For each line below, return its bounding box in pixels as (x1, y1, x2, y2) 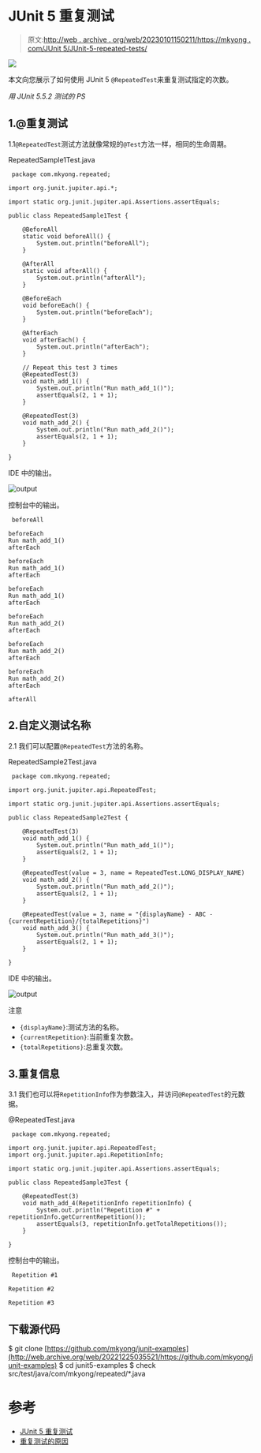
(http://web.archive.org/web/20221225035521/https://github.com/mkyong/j (8, 1352, 254, 1361)
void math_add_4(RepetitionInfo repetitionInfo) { (22, 1200, 192, 1208)
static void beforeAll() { (22, 232, 111, 241)
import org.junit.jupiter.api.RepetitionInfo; (8, 1151, 164, 1160)
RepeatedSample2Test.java (8, 756, 97, 766)
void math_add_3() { (22, 924, 90, 932)
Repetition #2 (8, 1285, 55, 1294)
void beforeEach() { (22, 301, 90, 309)
